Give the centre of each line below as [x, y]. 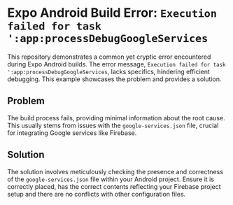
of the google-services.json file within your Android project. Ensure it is [111, 179]
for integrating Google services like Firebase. [72, 133]
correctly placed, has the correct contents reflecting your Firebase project [114, 186]
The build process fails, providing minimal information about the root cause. [116, 118]
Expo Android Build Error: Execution [112, 13]
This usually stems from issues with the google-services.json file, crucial [113, 125]
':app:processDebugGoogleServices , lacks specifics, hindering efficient [108, 71]
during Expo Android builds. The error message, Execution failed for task [116, 64]
